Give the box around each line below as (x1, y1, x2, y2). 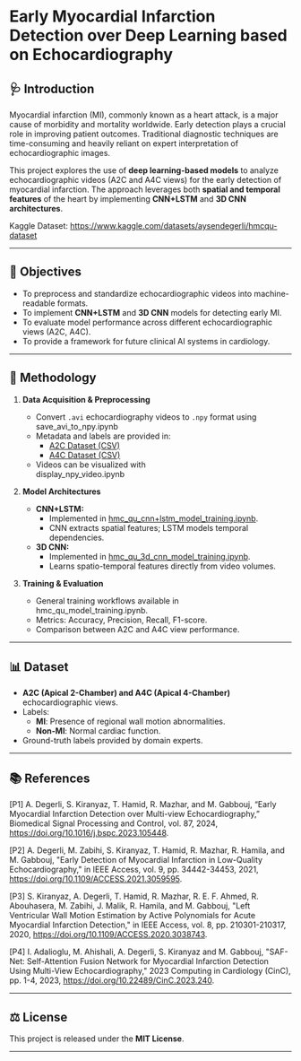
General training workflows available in (35, 595, 179, 606)
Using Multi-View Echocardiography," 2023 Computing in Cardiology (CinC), (9, 966, 291, 977)
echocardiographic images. (9, 148, 110, 158)
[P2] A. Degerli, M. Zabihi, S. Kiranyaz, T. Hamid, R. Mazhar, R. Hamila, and (9, 845, 285, 856)
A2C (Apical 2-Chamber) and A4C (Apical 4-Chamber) (21, 688, 231, 699)
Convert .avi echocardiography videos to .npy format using (35, 411, 257, 422)
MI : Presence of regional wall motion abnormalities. (35, 716, 226, 727)
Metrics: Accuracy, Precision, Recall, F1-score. (35, 614, 208, 625)
